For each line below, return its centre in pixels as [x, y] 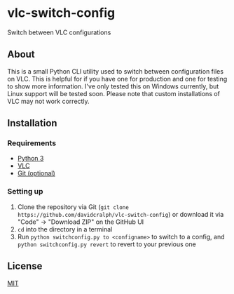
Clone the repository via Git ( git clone [73, 207]
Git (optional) [36, 173]
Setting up [25, 192]
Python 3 [30, 159]
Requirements [32, 143]
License [25, 266]
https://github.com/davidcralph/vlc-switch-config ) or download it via [121, 214]
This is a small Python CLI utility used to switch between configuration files [116, 71]
